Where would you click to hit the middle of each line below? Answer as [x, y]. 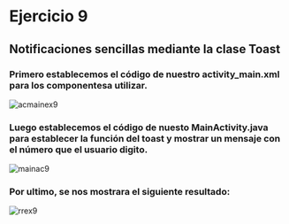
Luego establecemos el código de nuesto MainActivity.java [139, 127]
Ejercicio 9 [49, 16]
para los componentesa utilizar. [78, 85]
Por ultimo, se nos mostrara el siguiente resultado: [120, 192]
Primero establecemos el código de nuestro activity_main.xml [144, 74]
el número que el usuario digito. [79, 150]
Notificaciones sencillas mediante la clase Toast [145, 49]
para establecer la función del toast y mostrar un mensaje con [145, 138]
